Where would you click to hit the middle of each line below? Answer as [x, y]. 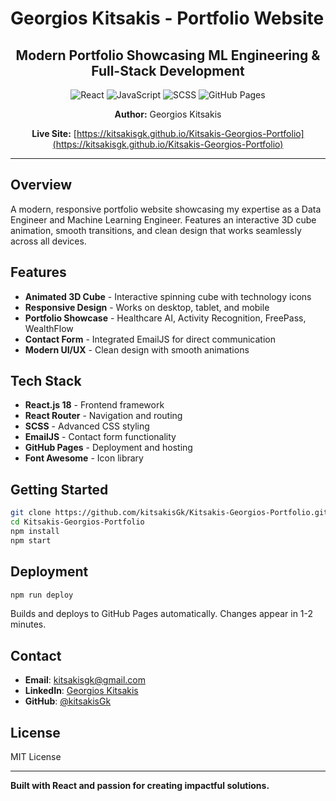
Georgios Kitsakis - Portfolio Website [167, 18]
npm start [31, 540]
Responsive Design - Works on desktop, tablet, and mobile [147, 307]
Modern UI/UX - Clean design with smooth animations [137, 349]
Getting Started [59, 489]
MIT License [36, 757]
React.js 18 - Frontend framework [94, 405]
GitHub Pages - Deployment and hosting [108, 448]
